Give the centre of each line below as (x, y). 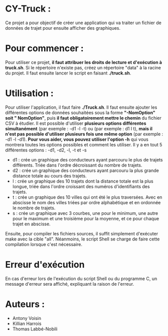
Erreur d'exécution (45, 265)
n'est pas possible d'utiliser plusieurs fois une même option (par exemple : (84, 134)
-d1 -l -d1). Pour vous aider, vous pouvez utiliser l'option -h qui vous (77, 139)
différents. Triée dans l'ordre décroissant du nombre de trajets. (77, 165)
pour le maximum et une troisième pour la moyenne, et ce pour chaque (86, 218)
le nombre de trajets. (34, 208)
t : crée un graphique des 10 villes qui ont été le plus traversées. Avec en (87, 197)
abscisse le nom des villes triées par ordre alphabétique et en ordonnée (87, 202)
